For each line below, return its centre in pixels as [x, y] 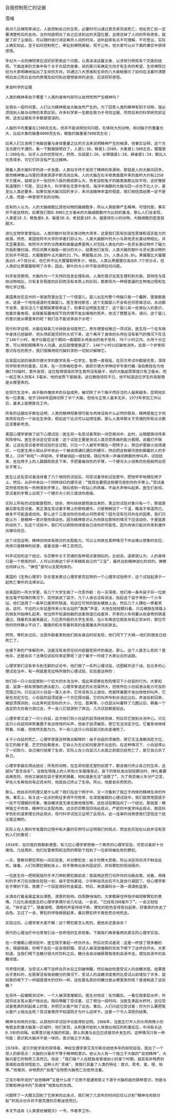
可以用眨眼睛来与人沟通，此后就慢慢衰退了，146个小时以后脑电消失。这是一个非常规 [89, 345]
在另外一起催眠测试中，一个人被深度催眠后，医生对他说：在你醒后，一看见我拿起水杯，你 [85, 996]
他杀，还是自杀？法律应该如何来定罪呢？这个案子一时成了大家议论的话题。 [72, 656]
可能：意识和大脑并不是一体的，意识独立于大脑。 [49, 1038]
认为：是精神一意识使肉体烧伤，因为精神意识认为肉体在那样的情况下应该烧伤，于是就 [85, 520]
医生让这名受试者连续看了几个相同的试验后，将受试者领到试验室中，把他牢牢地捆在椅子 [84, 477]
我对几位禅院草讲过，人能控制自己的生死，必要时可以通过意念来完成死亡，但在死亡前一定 [85, 29]
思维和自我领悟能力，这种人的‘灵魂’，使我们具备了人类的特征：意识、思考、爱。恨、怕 [84, 1065]
